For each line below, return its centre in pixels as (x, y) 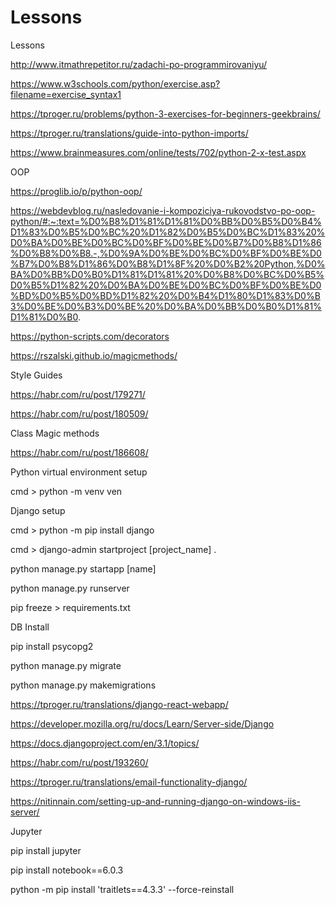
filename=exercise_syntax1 (66, 94)
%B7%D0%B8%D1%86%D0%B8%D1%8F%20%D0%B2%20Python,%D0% (168, 263)
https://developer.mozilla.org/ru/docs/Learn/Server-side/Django (142, 723)
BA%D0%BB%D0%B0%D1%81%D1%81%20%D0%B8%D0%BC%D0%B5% (167, 274)
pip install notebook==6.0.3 (67, 870)
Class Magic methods (55, 433)
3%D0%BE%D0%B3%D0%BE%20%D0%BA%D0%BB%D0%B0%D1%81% (166, 306)
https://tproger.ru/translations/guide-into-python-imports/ (129, 133)
